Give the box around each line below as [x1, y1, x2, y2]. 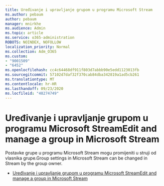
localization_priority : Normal [5, 44, 70, 49]
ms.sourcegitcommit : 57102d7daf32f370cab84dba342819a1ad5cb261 [5, 72, 140, 77]
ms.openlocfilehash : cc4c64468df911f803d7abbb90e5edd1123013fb [5, 68, 140, 73]
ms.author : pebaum [5, 12, 43, 17]
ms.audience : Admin [5, 26, 46, 31]
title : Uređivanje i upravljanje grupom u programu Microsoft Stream [5, 7, 153, 12]
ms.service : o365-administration [5, 35, 75, 40]
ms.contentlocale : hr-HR [5, 81, 57, 86]
